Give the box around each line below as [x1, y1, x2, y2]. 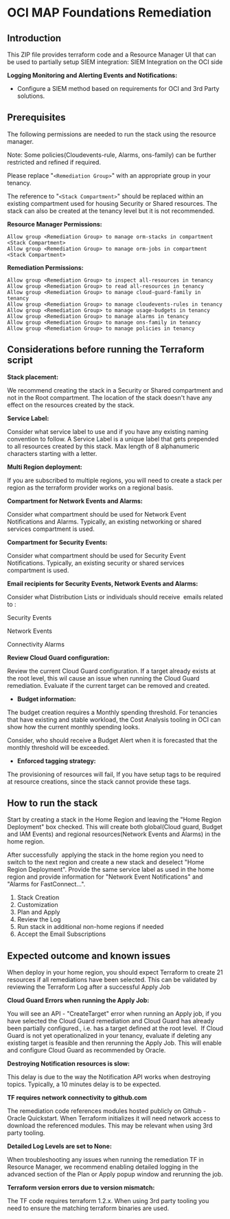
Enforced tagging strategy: [16, 756, 96, 765]
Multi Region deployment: [7, 463, 82, 471]
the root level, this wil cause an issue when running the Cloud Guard [7, 674, 200, 683]
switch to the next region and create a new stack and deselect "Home [7, 858, 205, 866]
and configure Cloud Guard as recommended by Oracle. [7, 1046, 166, 1054]
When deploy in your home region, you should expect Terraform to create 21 [7, 968, 223, 977]
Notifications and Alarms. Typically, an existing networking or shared [7, 517, 202, 525]
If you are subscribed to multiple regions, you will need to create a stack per [7, 476, 222, 484]
